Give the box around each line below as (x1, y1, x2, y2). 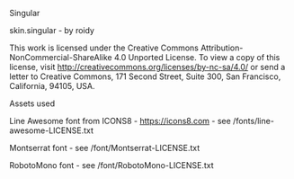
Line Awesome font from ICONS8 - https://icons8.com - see (9, 116, 231, 126)
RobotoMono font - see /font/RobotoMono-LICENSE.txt (9, 160, 214, 170)
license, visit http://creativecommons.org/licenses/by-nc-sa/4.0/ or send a (9, 62, 286, 72)
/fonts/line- (232, 116, 274, 126)
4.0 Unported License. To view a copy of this (113, 52, 281, 62)
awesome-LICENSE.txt (9, 125, 94, 136)
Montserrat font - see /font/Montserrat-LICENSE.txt (9, 143, 200, 153)
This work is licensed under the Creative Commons (9, 42, 200, 53)
